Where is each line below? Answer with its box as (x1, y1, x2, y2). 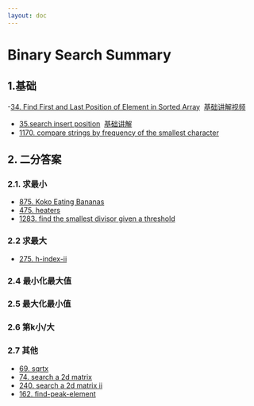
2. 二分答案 (7, 153, 62, 167)
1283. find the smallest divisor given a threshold (18, 214, 175, 223)
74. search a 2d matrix (18, 372, 93, 381)
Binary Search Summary (7, 45, 171, 64)
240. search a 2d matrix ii (18, 381, 103, 390)
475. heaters (18, 206, 61, 215)
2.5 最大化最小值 (7, 299, 71, 310)
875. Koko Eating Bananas (18, 197, 105, 207)
